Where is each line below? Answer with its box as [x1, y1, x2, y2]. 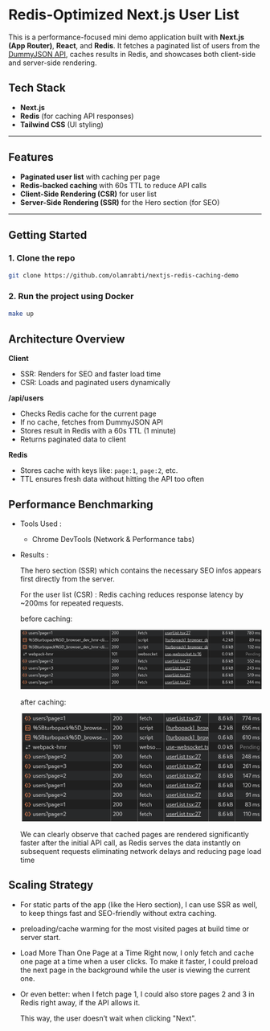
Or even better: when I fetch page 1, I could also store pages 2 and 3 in [19, 989, 255, 999]
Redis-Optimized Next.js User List [8, 6, 239, 24]
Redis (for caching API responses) [19, 111, 134, 121]
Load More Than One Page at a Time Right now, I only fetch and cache [19, 947, 255, 958]
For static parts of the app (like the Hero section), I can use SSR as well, [19, 899, 258, 910]
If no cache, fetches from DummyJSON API [19, 417, 163, 427]
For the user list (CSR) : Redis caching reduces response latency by [19, 589, 243, 599]
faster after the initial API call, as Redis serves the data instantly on [19, 838, 241, 848]
